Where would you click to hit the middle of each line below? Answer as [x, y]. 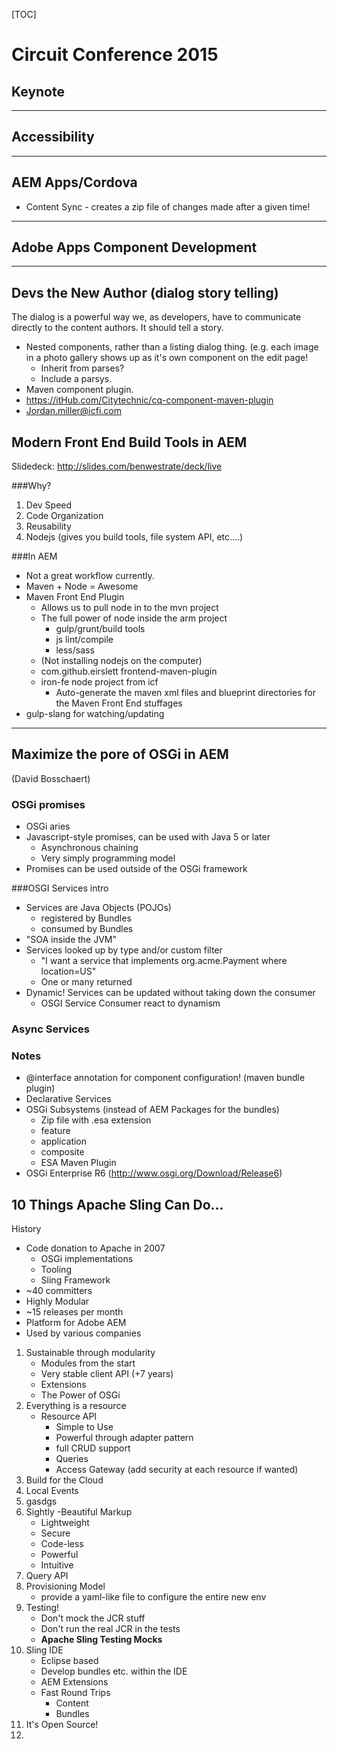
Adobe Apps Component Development [134, 247]
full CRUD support [93, 1448]
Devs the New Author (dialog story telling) [145, 292]
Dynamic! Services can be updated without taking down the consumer [170, 993]
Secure [55, 1533]
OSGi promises [48, 804]
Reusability [48, 526]
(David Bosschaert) [51, 778]
